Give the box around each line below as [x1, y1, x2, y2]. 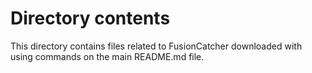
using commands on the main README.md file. [10, 50, 205, 62]
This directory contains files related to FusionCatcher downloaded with [10, 40, 303, 52]
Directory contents [10, 7, 171, 30]
